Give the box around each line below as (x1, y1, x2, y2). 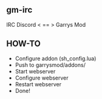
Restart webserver (15, 80, 62, 87)
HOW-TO (6, 39, 41, 49)
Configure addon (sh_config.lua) (15, 55, 97, 62)
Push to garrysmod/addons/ (15, 61, 86, 69)
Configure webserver (15, 74, 69, 81)
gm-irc (6, 5, 33, 15)
